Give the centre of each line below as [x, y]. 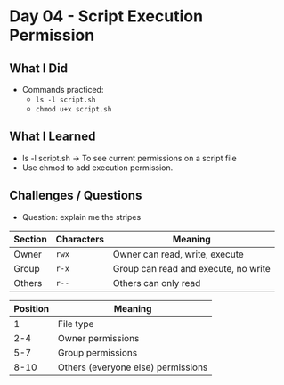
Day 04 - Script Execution [106, 16]
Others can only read [157, 283]
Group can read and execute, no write [192, 268]
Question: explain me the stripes [81, 217]
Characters [80, 239]
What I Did [39, 68]
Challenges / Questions [76, 196]
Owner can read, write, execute [179, 254]
